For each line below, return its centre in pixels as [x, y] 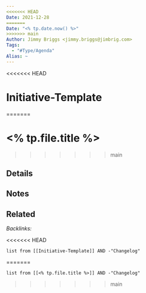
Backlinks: [19, 228]
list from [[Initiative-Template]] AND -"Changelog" [73, 251]
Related [21, 214]
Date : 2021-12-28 [28, 17]
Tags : [13, 45]
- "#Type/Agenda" [33, 51]
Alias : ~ [17, 56]
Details [19, 173]
